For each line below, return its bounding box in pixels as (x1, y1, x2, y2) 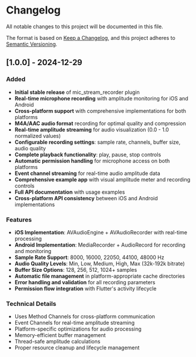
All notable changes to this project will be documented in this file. (6, 23, 164, 30)
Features (6, 215, 32, 224)
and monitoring (14, 247, 51, 254)
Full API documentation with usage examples (14, 188, 125, 196)
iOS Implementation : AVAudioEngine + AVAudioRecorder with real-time (14, 228, 187, 235)
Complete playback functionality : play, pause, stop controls (14, 151, 161, 158)
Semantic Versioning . (6, 41, 57, 48)
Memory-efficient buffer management (14, 332, 106, 339)
